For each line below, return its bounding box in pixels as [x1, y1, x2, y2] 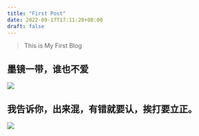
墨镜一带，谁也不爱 [7, 63, 89, 75]
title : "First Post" [7, 10, 67, 17]
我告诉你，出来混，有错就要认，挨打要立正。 [7, 103, 198, 115]
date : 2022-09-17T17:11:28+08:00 [7, 16, 103, 23]
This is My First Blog [23, 42, 83, 50]
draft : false [7, 23, 45, 30]
